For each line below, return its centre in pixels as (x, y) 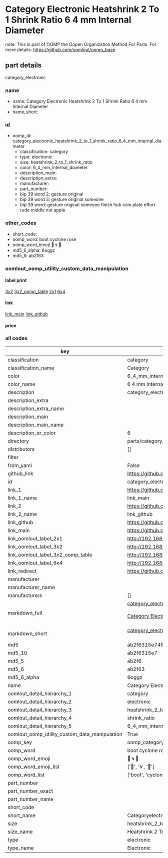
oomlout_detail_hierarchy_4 (40, 717)
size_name (20, 831)
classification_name (31, 367)
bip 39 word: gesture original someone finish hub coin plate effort (87, 205)
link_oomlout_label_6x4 (35, 562)
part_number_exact (30, 791)
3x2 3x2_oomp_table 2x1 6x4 (35, 291)
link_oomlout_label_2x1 (35, 538)
